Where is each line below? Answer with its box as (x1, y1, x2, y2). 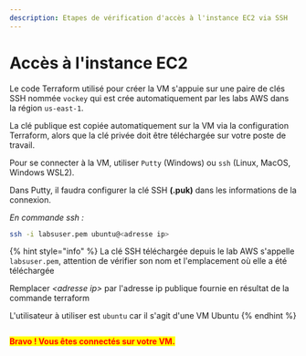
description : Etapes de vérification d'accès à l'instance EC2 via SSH (9, 13, 288, 23)
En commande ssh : (9, 212, 85, 223)
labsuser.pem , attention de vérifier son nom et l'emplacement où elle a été (9, 256, 288, 267)
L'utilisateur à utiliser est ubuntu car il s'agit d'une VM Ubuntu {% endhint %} (9, 310, 297, 321)
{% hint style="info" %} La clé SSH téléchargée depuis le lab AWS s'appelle (9, 246, 295, 257)
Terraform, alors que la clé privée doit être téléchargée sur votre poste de (9, 130, 286, 141)
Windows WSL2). (9, 166, 75, 178)
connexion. (9, 194, 52, 205)
